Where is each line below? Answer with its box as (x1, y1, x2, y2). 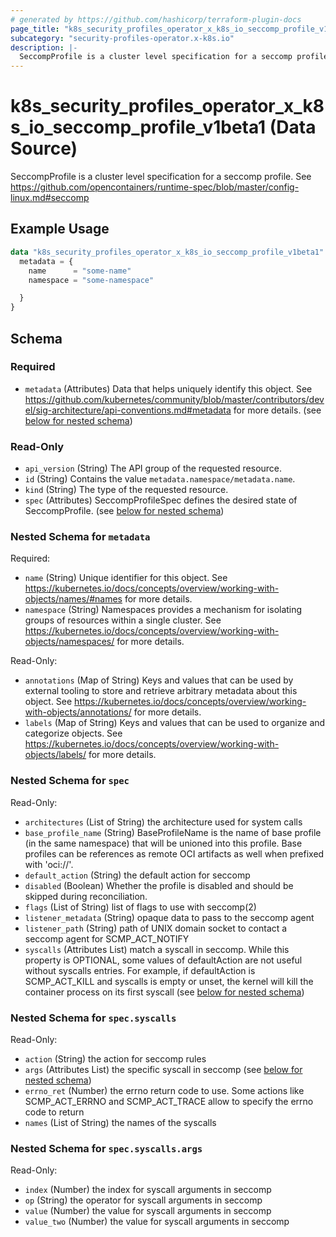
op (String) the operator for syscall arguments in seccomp (24, 1194, 263, 1206)
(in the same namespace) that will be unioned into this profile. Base (24, 837, 303, 849)
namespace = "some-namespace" (28, 275, 155, 285)
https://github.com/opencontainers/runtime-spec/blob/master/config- (10, 181, 300, 193)
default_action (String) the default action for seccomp (24, 869, 251, 881)
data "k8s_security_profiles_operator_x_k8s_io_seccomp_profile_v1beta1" (10, 247, 325, 257)
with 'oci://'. (24, 858, 74, 870)
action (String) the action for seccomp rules (24, 1053, 207, 1065)
